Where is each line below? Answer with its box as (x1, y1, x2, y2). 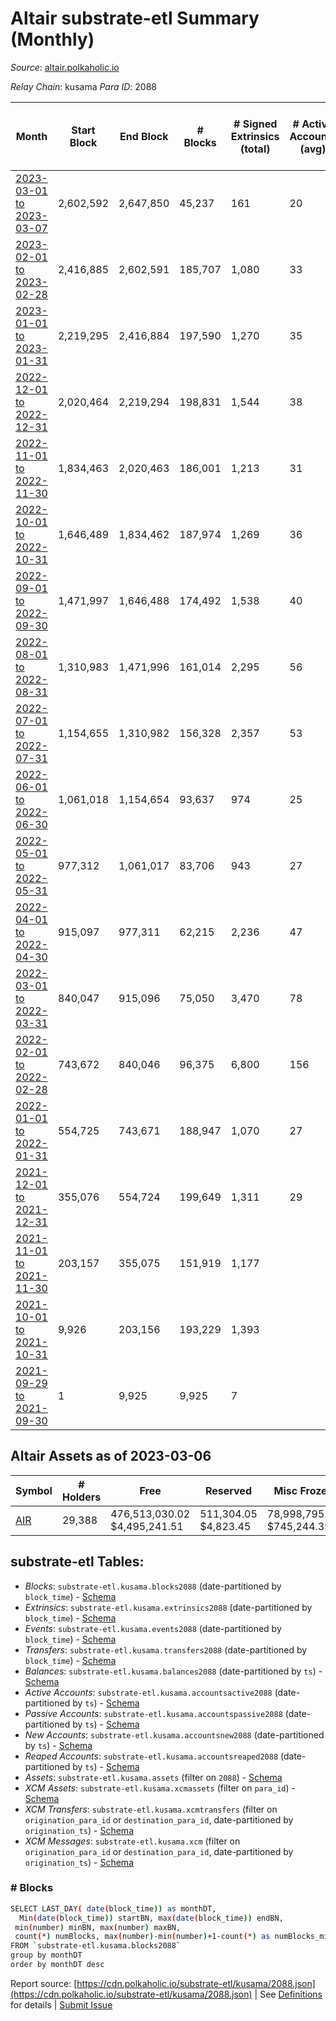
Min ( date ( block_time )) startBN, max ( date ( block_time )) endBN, (19, 1913, 284, 1923)
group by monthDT (10, 1950, 83, 1961)
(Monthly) (10, 28, 95, 51)
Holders (61, 1490, 102, 1504)
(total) (239, 142, 271, 156)
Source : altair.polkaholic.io (10, 61, 120, 73)
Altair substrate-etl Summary (10, 7, 260, 30)
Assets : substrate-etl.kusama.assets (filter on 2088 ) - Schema (24, 1771, 283, 1783)
